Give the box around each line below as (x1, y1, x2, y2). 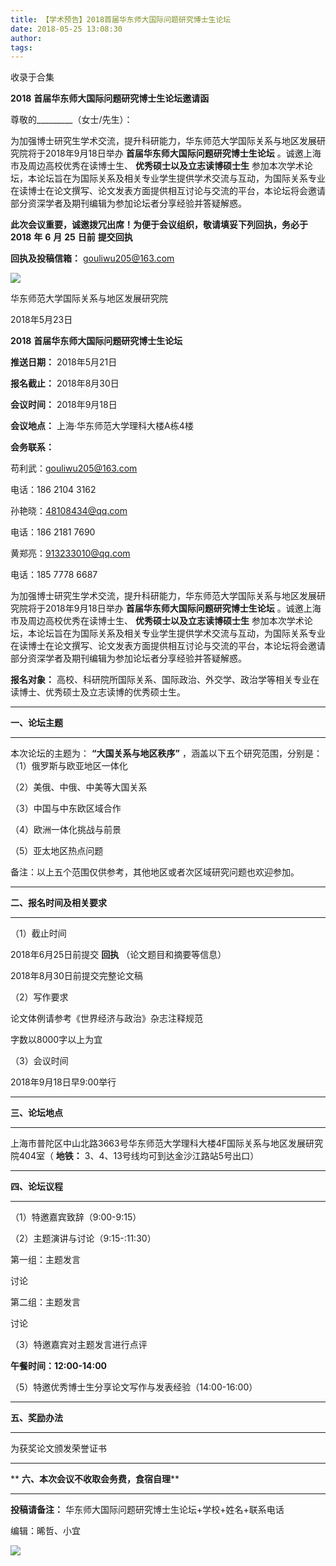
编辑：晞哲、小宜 (10, 1525, 81, 1537)
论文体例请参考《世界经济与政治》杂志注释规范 (10, 1012, 203, 1025)
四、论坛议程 (10, 1181, 63, 1193)
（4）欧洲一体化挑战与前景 (10, 824, 122, 836)
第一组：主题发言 (10, 1254, 81, 1266)
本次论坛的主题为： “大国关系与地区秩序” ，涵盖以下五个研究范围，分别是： (10, 747, 323, 760)
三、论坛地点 (10, 1107, 63, 1119)
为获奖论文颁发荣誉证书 (10, 1442, 107, 1455)
